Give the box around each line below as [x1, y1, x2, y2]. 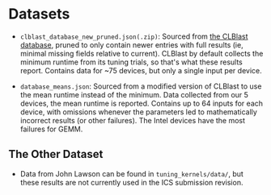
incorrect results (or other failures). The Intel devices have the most [19, 115, 245, 125]
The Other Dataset [8, 147, 104, 161]
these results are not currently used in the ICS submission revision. [19, 177, 243, 187]
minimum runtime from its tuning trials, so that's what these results [19, 57, 243, 67]
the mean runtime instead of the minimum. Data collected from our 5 [19, 89, 249, 99]
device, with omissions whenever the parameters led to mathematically [19, 106, 257, 117]
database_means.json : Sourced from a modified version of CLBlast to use [19, 81, 262, 91]
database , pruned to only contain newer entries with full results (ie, [19, 39, 244, 49]
